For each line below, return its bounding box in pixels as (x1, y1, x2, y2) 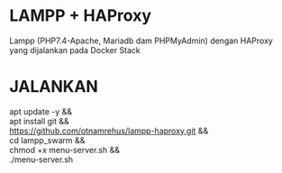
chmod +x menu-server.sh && (9, 144, 120, 155)
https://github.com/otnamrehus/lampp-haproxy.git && (9, 125, 209, 136)
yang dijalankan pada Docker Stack (9, 44, 141, 55)
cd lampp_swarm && (9, 134, 86, 145)
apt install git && (9, 115, 69, 126)
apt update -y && (9, 105, 73, 117)
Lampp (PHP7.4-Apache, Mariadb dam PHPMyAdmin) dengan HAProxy (9, 35, 273, 46)
